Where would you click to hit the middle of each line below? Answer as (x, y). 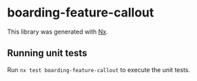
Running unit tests (47, 53)
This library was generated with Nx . (58, 32)
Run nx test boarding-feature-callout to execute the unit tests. (99, 69)
